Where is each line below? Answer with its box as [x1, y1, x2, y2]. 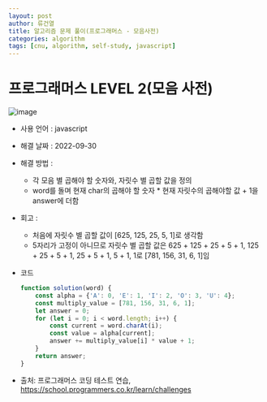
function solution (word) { [19, 284, 112, 292]
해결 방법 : [19, 158, 54, 168]
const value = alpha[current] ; [50, 330, 156, 338]
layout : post [8, 11, 53, 20]
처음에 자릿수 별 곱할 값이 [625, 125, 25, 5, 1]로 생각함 [32, 231, 204, 240]
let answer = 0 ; [35, 306, 90, 315]
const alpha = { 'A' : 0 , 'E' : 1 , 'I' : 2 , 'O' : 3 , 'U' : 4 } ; [35, 292, 235, 300]
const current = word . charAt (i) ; [50, 322, 163, 330]
